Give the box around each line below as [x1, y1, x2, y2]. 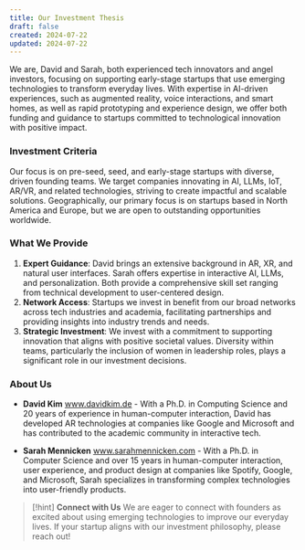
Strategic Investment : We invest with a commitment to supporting [22, 325, 273, 336]
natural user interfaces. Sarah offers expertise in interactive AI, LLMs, [22, 267, 285, 279]
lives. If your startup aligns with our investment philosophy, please [31, 522, 281, 533]
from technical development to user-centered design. [22, 287, 225, 298]
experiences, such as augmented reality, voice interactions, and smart [9, 93, 274, 104]
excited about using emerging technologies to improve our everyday [31, 512, 289, 523]
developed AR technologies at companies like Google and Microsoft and [22, 418, 295, 429]
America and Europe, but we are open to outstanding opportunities [9, 205, 261, 216]
